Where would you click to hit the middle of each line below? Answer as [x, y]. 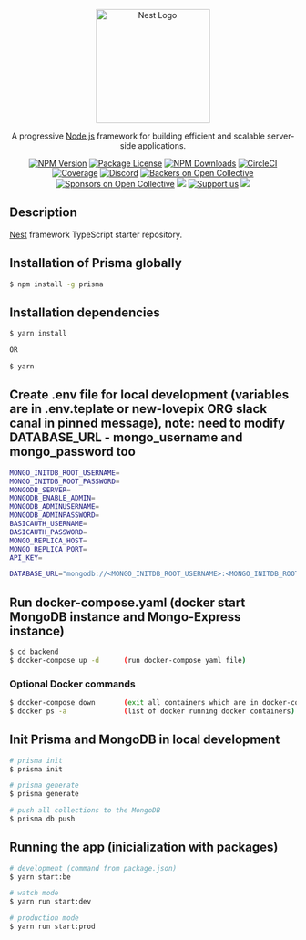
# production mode [44, 918]
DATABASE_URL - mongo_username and [126, 438]
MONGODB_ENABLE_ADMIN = [52, 498]
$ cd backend [34, 652]
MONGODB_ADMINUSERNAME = [55, 507]
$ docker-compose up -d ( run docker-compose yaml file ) [128, 660]
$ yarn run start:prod [52, 927]
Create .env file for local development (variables [149, 395]
